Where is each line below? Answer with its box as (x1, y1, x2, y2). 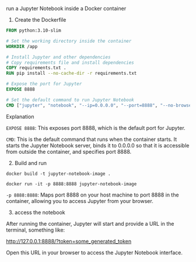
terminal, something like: (6, 226, 65, 233)
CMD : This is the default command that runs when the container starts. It (6, 136, 177, 143)
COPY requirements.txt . (6, 65, 66, 71)
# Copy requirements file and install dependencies (6, 60, 134, 65)
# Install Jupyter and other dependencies (6, 54, 111, 60)
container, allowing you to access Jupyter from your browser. (6, 197, 153, 204)
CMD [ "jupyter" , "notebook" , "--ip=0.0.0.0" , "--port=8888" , (6, 102, 158, 108)
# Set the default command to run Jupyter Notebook (6, 96, 134, 103)
